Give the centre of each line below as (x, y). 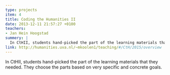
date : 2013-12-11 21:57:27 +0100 (40, 24)
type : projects (21, 10)
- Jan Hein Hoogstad (27, 33)
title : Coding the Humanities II (40, 19)
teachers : (16, 29)
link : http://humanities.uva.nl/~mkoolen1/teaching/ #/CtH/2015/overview (83, 47)
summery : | (17, 38)
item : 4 (13, 15)
